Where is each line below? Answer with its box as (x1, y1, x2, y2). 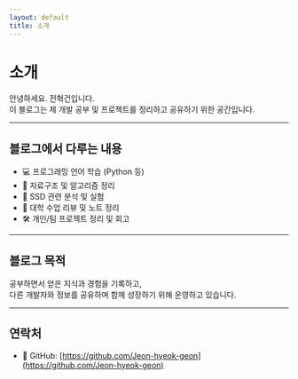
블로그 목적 (9, 253, 67, 268)
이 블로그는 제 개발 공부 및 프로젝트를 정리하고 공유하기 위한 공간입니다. (9, 104, 255, 115)
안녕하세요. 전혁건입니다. (9, 93, 95, 104)
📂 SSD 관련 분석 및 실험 (21, 192, 105, 202)
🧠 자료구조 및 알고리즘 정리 (21, 180, 115, 191)
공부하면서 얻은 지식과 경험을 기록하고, (9, 279, 142, 289)
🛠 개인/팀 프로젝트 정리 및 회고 (21, 214, 130, 225)
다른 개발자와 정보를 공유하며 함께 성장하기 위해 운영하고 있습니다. (9, 289, 237, 300)
